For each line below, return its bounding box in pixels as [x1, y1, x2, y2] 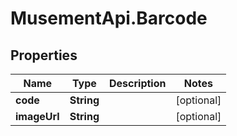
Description [109, 77, 167, 90]
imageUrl [15, 110, 60, 123]
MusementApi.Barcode [10, 7, 208, 30]
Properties [10, 47, 78, 64]
